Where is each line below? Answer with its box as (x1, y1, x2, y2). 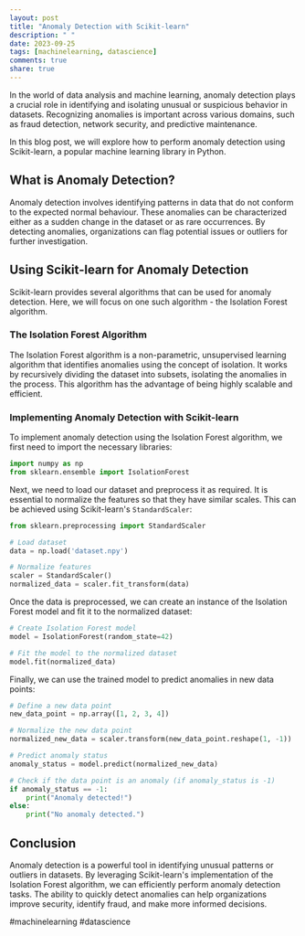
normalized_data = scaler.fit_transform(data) (9, 580, 190, 590)
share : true (9, 65, 55, 74)
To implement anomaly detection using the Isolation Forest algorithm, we (9, 431, 283, 443)
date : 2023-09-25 (9, 38, 76, 48)
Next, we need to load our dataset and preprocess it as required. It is (9, 484, 268, 495)
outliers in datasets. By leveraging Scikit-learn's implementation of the (9, 869, 274, 880)
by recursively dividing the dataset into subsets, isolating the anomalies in (9, 368, 288, 379)
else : (9, 802, 30, 811)
